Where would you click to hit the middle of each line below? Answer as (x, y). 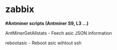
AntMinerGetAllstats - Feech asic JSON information (58, 33)
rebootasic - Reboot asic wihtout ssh (43, 43)
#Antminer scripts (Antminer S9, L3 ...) (47, 23)
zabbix (20, 9)
